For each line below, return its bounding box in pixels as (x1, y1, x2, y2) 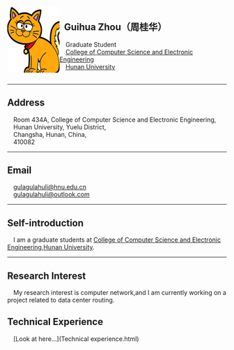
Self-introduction (7, 217, 84, 229)
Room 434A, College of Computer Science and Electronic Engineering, (13, 115, 217, 124)
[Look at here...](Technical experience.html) (13, 335, 139, 343)
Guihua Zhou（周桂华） (63, 21, 167, 34)
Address (7, 97, 45, 109)
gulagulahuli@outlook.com (13, 190, 90, 198)
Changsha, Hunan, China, (13, 130, 87, 138)
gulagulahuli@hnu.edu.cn (13, 183, 87, 191)
